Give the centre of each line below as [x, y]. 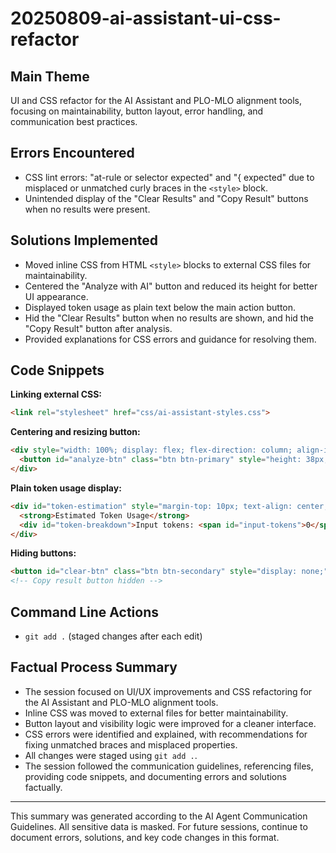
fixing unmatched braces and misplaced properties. [131, 744]
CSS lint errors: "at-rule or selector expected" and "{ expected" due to [169, 177]
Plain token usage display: [66, 488]
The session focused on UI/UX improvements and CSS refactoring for [168, 691]
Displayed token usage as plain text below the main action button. [160, 307]
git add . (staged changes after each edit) [113, 636]
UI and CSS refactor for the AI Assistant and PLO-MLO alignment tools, [156, 100]
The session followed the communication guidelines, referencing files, [169, 766]
